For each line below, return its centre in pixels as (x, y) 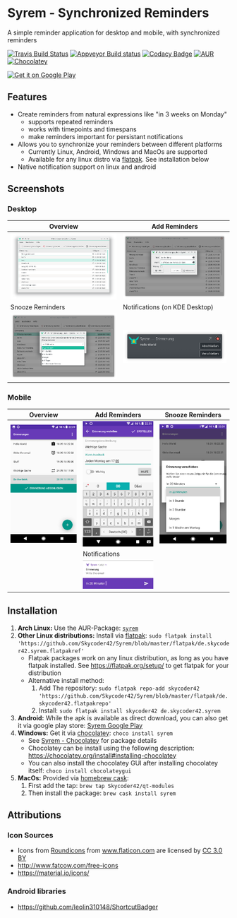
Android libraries (37, 891)
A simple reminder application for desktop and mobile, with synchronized (114, 32)
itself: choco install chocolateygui (80, 770)
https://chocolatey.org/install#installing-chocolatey (102, 755)
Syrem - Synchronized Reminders (108, 13)
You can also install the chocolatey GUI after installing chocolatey (123, 763)
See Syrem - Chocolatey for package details (92, 740)
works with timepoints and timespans (82, 129)
